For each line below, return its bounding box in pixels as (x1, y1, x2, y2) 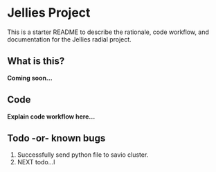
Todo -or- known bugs (7, 132, 106, 144)
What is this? (7, 55, 65, 67)
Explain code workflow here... (7, 112, 96, 121)
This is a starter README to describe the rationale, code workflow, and (7, 28, 210, 36)
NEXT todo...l (17, 158, 55, 166)
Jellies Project (7, 5, 91, 21)
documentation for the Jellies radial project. (7, 35, 132, 43)
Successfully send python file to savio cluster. (17, 150, 149, 159)
